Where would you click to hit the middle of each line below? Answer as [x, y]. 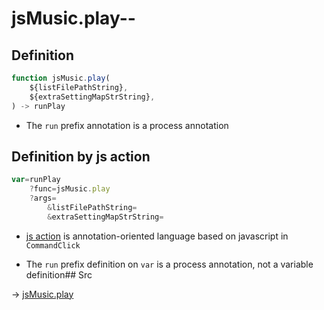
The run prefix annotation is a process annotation [127, 125]
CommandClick [53, 245]
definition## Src [59, 274]
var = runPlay [36, 180]
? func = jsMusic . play [70, 189]
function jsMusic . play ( [61, 78]
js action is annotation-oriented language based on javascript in [157, 236]
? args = [43, 198]
